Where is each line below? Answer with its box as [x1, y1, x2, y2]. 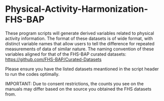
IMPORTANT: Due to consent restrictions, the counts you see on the [5, 80, 144, 87]
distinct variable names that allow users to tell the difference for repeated [5, 40, 155, 46]
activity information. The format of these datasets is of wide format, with [5, 35, 153, 41]
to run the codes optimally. [5, 71, 60, 77]
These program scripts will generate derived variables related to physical [5, 30, 155, 36]
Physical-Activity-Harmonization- [5, 3, 149, 15]
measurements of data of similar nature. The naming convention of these [5, 46, 154, 52]
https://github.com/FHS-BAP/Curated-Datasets [5, 56, 102, 62]
